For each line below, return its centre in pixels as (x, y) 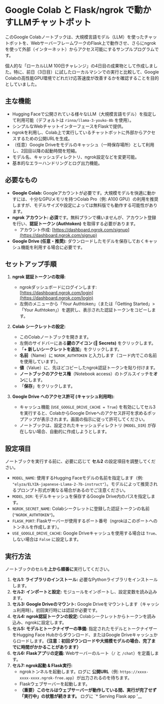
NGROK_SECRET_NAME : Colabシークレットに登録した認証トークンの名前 (81, 508)
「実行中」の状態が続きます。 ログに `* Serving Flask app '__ (81, 696)
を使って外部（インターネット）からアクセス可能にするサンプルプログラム (80, 49)
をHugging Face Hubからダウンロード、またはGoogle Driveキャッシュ (83, 635)
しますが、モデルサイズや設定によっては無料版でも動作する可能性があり (85, 205)
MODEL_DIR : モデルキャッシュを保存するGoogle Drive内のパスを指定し (82, 496)
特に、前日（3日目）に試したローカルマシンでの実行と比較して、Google (86, 72)
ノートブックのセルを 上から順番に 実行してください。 (59, 569)
